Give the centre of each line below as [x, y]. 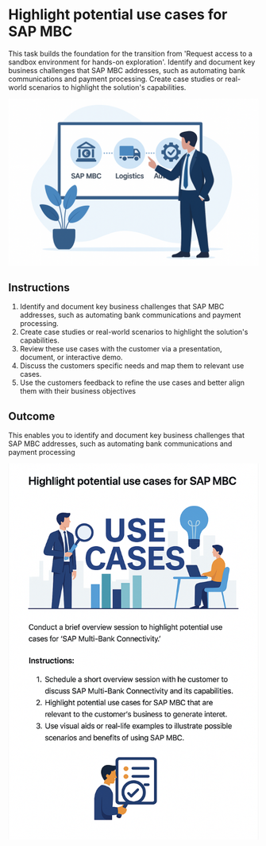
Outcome [32, 416]
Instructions [39, 287]
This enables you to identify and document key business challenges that [126, 436]
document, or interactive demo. [71, 357]
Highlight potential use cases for [118, 15]
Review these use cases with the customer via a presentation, [121, 349]
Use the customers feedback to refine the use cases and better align [132, 382]
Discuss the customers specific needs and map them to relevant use [132, 366]
